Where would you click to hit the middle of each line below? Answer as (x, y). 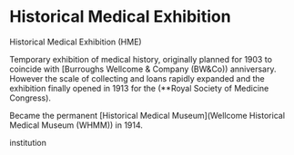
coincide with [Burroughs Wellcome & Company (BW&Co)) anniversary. (143, 69)
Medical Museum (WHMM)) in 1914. (76, 125)
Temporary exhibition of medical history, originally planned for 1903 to (141, 59)
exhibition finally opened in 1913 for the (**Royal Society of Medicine (139, 88)
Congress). (30, 98)
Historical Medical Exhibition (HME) (76, 42)
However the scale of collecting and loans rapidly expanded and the (137, 78)
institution (28, 142)
